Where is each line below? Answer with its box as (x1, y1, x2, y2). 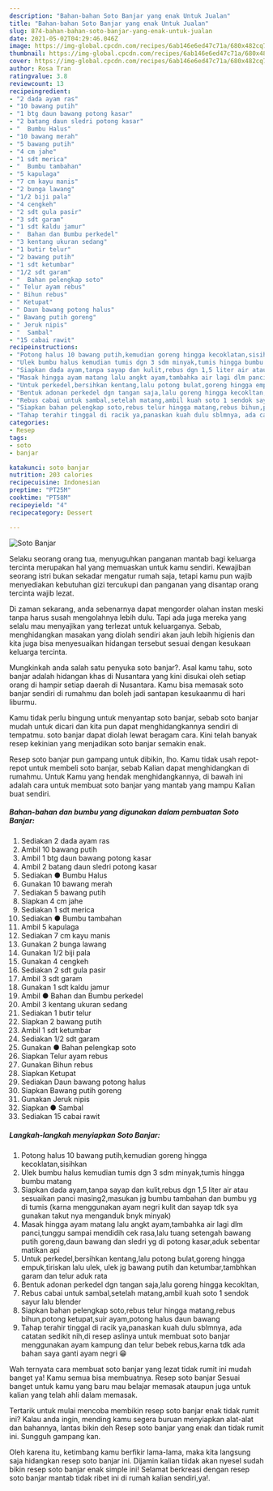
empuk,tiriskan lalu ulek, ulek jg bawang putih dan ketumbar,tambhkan (20, 1262, 257, 1272)
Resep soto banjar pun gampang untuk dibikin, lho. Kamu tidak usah (9, 754, 237, 764)
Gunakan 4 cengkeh (20, 957, 89, 967)
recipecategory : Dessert (9, 508, 93, 517)
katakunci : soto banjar (9, 464, 90, 472)
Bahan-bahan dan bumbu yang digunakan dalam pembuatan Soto (9, 807, 240, 817)
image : (9, 42, 32, 50)
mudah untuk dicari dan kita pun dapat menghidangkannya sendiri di (9, 721, 238, 731)
